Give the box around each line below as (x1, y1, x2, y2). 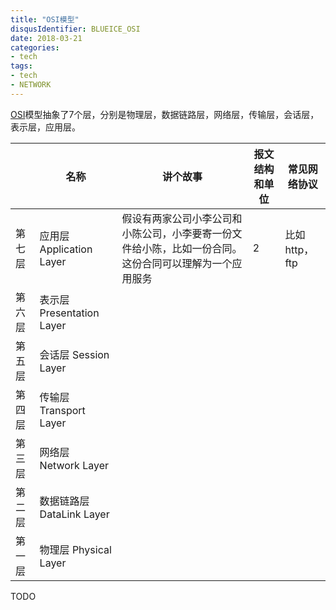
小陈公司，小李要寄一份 (121, 226, 233, 240)
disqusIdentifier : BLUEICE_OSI (10, 24, 141, 34)
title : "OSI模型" (10, 14, 80, 25)
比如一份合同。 (171, 241, 243, 255)
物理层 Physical (39, 542, 112, 556)
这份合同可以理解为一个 (121, 256, 233, 270)
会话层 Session (39, 347, 110, 361)
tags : (10, 61, 33, 71)
